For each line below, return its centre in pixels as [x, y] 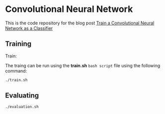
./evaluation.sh [22, 107]
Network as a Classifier [29, 28]
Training [18, 44]
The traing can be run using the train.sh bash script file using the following [83, 65]
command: [16, 71]
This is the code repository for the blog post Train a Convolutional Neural [80, 23]
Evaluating [22, 96]
